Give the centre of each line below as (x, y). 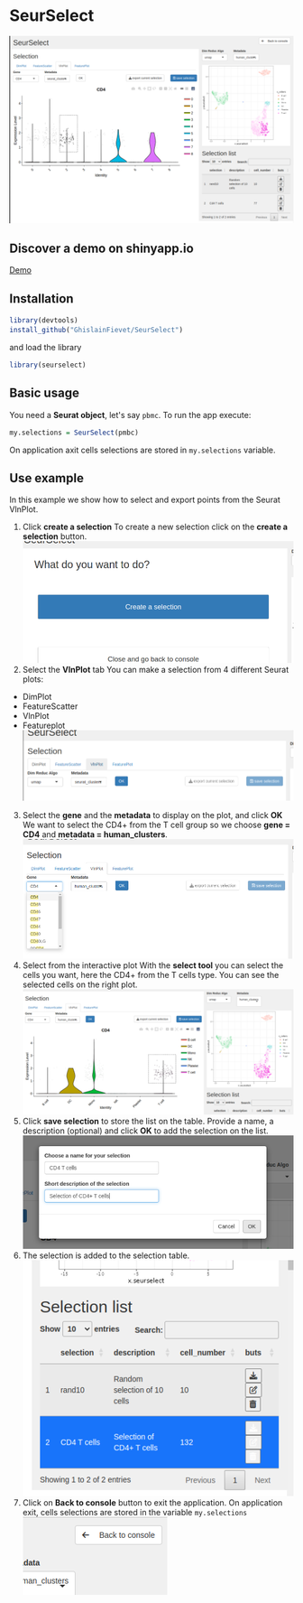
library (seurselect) (48, 365)
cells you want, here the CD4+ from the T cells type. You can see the (151, 974)
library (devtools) (44, 321)
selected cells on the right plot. (80, 984)
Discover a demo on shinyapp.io (101, 249)
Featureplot (44, 725)
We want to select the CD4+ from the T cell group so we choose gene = (156, 825)
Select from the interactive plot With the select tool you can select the (153, 965)
